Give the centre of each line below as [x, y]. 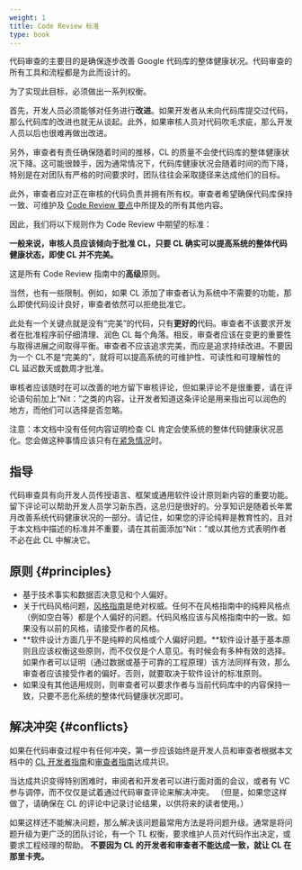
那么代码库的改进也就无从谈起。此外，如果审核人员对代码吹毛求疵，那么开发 [151, 122]
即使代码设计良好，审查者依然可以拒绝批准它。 [103, 304]
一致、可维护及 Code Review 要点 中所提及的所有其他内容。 [119, 205]
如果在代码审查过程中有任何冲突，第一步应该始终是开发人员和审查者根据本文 [151, 750]
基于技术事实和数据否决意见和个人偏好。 [97, 594]
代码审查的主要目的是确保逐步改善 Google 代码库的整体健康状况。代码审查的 [151, 61]
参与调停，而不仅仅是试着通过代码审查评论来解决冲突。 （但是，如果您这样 [148, 792]
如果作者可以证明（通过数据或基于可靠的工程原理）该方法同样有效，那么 [156, 662]
